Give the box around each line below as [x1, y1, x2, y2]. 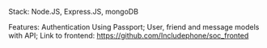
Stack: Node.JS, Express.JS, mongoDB [8, 7, 139, 16]
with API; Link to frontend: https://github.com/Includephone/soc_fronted [8, 31, 249, 40]
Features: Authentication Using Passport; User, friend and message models [8, 22, 260, 31]
